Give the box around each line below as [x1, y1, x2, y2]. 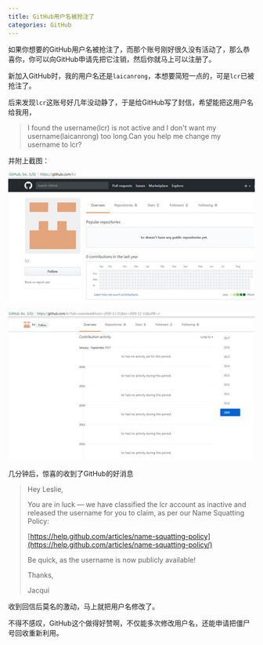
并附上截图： [8, 155, 49, 165]
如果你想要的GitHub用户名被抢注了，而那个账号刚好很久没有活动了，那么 [8, 44, 243, 54]
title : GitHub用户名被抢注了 [8, 13, 95, 20]
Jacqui [27, 585, 49, 595]
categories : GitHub [8, 20, 72, 29]
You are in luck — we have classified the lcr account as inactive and [27, 499, 247, 509]
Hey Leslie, [27, 484, 64, 494]
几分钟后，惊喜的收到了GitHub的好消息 [8, 468, 134, 478]
